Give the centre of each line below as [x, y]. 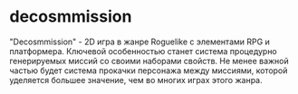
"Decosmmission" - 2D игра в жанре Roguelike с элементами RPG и [139, 42]
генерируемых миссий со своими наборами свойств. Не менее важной [149, 61]
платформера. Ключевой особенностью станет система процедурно [144, 51]
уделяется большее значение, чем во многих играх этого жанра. [136, 80]
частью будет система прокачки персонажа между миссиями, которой [149, 70]
